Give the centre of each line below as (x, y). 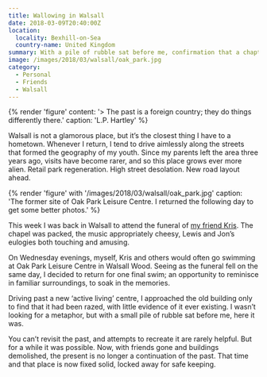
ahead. (19, 178)
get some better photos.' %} (54, 210)
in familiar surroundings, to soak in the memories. (89, 283)
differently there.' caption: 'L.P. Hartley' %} (78, 121)
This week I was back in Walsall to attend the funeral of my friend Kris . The (131, 225)
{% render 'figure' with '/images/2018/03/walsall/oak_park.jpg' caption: (126, 193)
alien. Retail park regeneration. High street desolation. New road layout (124, 169)
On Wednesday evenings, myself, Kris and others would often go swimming (132, 258)
